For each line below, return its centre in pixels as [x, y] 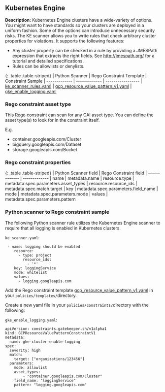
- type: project [35, 255]
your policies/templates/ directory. [41, 295]
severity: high [25, 350]
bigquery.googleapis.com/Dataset [47, 144]
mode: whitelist [31, 272]
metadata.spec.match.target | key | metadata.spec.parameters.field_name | [82, 189]
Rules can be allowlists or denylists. [48, 66]
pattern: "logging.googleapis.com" [50, 385]
